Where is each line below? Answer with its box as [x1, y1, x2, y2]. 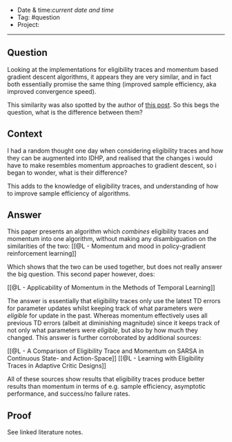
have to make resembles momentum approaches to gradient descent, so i [7, 161, 217, 169]
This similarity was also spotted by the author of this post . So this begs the [7, 100, 220, 109]
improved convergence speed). [7, 87, 97, 95]
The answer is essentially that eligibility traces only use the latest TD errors [7, 297, 221, 305]
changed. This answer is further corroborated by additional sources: [7, 334, 202, 342]
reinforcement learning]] [7, 249, 77, 258]
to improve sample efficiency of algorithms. [7, 189, 131, 198]
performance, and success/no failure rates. [7, 390, 130, 398]
